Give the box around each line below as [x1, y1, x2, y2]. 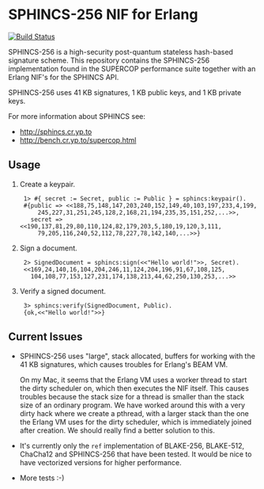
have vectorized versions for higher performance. [19, 457, 182, 467]
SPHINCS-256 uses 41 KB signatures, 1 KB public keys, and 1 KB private [8, 87, 242, 97]
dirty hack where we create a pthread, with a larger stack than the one [19, 408, 249, 418]
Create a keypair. [19, 179, 76, 189]
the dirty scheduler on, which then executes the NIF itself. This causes [19, 383, 249, 393]
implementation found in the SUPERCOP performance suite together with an [8, 63, 256, 73]
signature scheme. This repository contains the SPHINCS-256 [8, 55, 210, 65]
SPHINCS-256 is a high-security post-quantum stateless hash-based [8, 47, 233, 56]
